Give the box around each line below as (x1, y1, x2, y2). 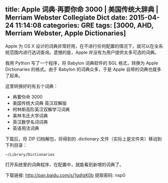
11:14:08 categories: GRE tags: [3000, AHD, (15, 21, 154, 30)
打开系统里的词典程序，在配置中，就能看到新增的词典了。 (5, 161, 124, 167)
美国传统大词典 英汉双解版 (12, 100, 67, 106)
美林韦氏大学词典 (12, 112, 48, 118)
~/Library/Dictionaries (5, 152, 55, 157)
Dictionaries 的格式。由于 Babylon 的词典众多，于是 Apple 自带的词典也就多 (5, 66, 161, 72)
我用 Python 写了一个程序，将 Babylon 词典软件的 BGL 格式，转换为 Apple (5, 60, 158, 66)
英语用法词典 (12, 125, 39, 131)
